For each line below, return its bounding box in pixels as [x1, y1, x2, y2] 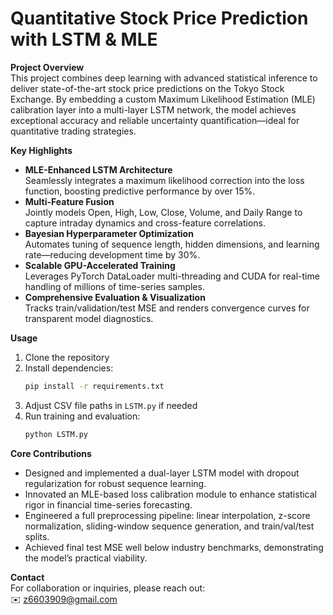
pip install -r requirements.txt [24, 381, 165, 391]
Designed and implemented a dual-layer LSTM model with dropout [24, 467, 300, 479]
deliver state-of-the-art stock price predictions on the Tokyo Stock [10, 82, 285, 94]
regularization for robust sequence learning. [24, 477, 207, 489]
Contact [10, 571, 45, 583]
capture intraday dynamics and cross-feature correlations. [24, 217, 267, 229]
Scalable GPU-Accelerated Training [24, 259, 176, 271]
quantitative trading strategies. [10, 125, 137, 137]
